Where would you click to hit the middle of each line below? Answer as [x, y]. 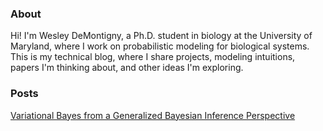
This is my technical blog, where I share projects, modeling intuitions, [153, 57]
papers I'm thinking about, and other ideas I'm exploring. [127, 68]
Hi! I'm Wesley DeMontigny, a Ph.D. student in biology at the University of [161, 36]
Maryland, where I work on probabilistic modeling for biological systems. [160, 46]
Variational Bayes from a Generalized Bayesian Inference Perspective [153, 115]
